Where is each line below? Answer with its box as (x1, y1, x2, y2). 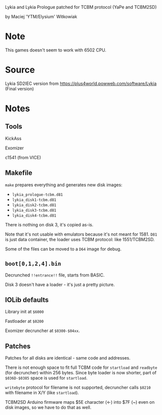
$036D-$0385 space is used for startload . (5, 375, 88, 381)
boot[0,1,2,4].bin (5, 260, 61, 267)
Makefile (5, 169, 33, 177)
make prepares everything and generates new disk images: (5, 182, 122, 188)
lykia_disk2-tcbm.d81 (12, 202, 56, 208)
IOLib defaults (5, 296, 49, 304)
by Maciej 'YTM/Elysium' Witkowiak (5, 14, 77, 19)
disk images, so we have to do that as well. (5, 405, 92, 411)
